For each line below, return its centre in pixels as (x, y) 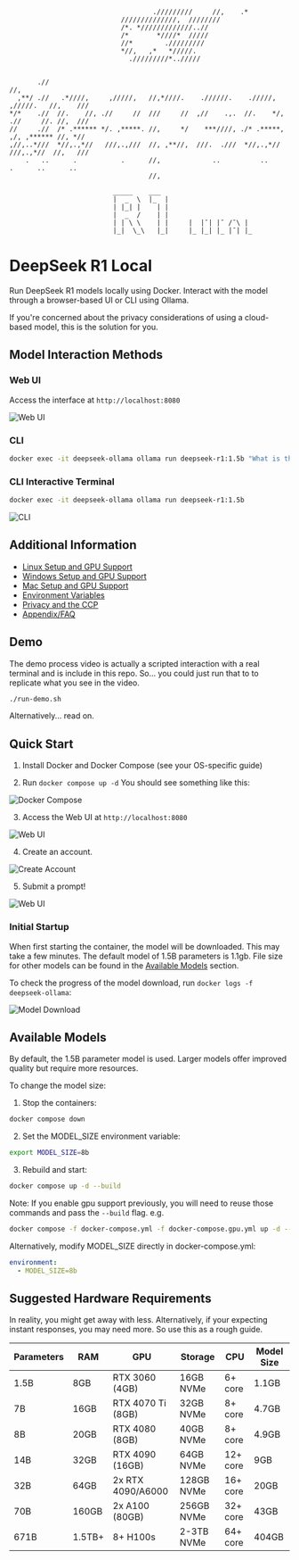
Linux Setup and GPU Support (77, 567)
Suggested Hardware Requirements (110, 1299)
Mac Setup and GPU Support (75, 585)
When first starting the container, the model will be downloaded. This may (145, 946)
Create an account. (57, 852)
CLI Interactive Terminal (62, 481)
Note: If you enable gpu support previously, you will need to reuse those (141, 1203)
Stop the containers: (59, 1103)
